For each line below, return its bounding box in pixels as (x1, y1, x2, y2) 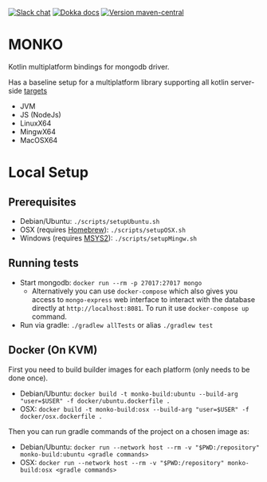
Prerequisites (8, 195, 77, 209)
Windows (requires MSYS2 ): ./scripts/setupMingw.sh (19, 233, 198, 243)
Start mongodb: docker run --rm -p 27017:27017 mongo (19, 277, 202, 287)
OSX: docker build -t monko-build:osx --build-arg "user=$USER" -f (19, 404, 249, 413)
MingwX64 (19, 126, 56, 136)
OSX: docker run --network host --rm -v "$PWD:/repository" (19, 457, 225, 467)
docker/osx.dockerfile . (19, 412, 103, 420)
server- (230, 77, 255, 87)
